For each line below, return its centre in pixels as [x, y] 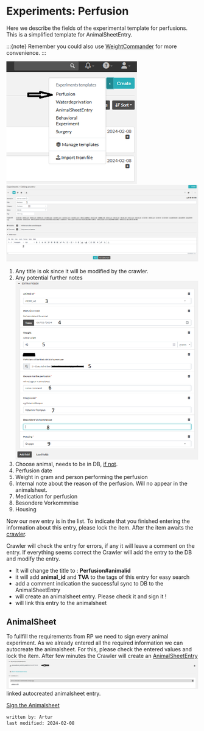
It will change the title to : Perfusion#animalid [73, 570]
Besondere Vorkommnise [47, 503]
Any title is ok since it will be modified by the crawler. [82, 271]
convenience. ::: [26, 52]
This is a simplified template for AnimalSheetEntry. [69, 34]
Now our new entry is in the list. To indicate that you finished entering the [98, 521]
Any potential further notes [49, 278]
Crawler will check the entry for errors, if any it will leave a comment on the [100, 545]
